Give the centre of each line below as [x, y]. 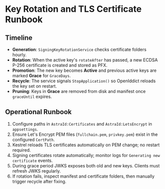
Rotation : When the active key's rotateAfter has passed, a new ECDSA [85, 60]
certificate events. [33, 160]
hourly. [19, 55]
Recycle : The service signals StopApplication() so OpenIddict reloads [84, 81]
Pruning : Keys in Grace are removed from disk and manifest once [79, 91]
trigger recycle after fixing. [39, 181]
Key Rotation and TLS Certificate [73, 9]
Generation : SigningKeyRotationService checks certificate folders [79, 49]
